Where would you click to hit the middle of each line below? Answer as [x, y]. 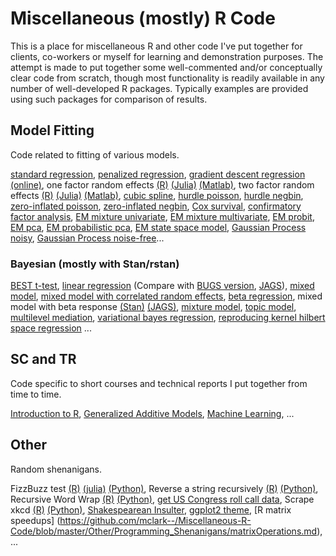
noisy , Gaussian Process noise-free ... [87, 238]
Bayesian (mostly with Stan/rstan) [95, 264]
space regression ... [51, 328]
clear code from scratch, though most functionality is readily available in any [167, 78]
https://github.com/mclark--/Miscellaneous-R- [155, 520]
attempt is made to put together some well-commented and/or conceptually [166, 67]
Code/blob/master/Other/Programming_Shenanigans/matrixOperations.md [164, 531]
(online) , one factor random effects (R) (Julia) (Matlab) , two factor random [162, 184]
